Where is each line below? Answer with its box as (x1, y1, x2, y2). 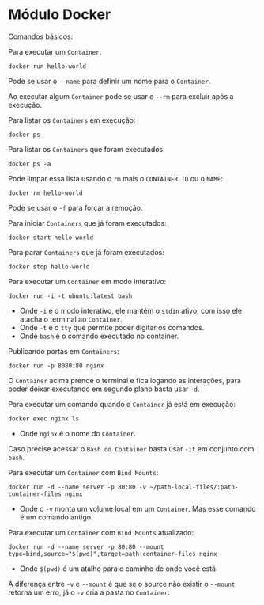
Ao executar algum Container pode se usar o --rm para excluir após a (8, 91, 234, 101)
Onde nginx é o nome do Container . (19, 428, 137, 438)
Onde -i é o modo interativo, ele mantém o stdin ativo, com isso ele (19, 306, 243, 315)
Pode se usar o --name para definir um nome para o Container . (8, 76, 211, 86)
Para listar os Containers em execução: (8, 115, 136, 124)
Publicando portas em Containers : (8, 346, 120, 356)
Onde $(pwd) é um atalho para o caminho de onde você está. (19, 564, 218, 573)
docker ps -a (8, 160, 51, 168)
